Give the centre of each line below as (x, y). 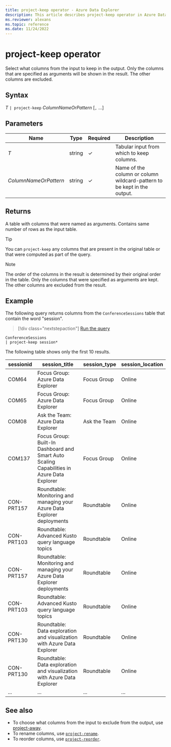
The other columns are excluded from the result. (56, 285)
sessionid (20, 365)
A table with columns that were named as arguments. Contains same (77, 224)
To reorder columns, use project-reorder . (56, 739)
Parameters (24, 124)
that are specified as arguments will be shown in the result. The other (78, 74)
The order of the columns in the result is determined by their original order (83, 274)
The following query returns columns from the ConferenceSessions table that (85, 313)
